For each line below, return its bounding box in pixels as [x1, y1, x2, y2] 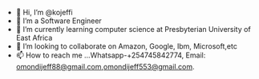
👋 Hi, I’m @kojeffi [15, 8, 74, 17]
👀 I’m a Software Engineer [15, 16, 102, 26]
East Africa [15, 33, 53, 42]
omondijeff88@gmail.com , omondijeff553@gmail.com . [15, 62, 195, 71]
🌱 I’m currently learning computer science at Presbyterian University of [15, 25, 251, 34]
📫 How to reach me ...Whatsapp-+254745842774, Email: [15, 50, 206, 60]
